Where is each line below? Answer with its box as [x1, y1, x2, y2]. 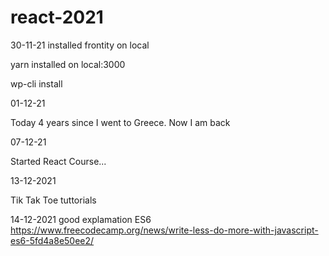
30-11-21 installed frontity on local [10, 39, 150, 51]
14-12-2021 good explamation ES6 [10, 213, 152, 225]
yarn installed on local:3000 [10, 58, 126, 70]
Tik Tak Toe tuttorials [10, 194, 97, 206]
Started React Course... [10, 155, 107, 167]
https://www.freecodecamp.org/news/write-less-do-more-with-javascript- [10, 224, 319, 236]
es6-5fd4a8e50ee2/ [10, 234, 95, 246]
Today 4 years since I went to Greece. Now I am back [10, 116, 231, 128]
